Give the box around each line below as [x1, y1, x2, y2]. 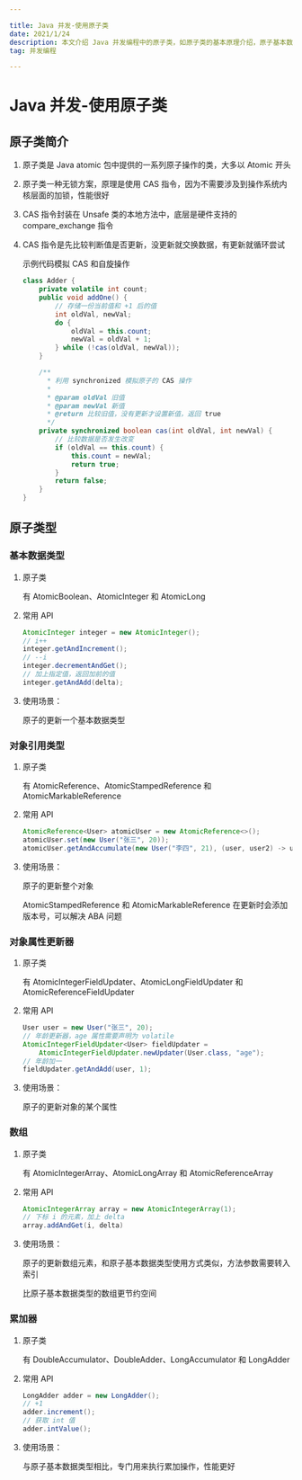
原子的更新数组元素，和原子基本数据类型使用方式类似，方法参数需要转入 [22, 1258, 290, 1269]
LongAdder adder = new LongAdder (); [22, 1391, 160, 1400]
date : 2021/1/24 [9, 29, 70, 39]
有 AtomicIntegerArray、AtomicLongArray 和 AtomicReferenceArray [22, 1167, 274, 1178]
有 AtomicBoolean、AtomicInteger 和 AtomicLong [22, 591, 206, 602]
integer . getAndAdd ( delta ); [22, 678, 124, 687]
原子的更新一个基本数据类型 [22, 714, 126, 725]
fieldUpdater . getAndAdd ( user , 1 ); [22, 1065, 152, 1074]
